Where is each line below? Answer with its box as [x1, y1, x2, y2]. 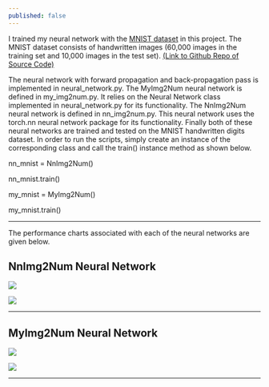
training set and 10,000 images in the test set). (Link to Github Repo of [8, 50, 239, 60]
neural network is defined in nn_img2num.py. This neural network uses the [8, 109, 255, 119]
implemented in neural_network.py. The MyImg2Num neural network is [8, 83, 243, 93]
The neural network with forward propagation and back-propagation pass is [8, 75, 259, 84]
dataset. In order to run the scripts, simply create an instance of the [8, 134, 231, 144]
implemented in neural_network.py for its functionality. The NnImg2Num [8, 100, 247, 110]
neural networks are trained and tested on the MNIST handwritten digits [8, 126, 246, 135]
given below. [8, 236, 50, 246]
